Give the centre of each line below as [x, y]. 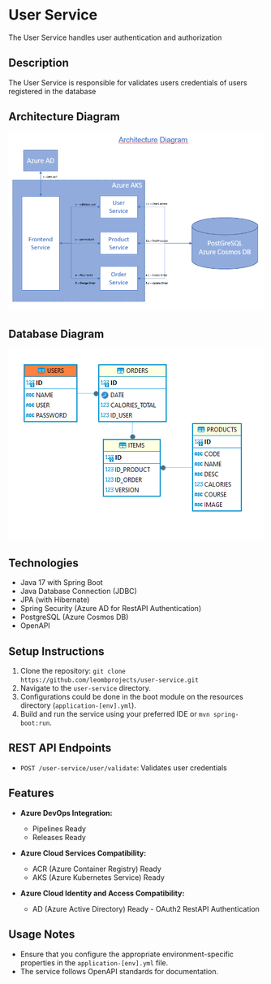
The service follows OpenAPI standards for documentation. [119, 971]
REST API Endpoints [60, 748]
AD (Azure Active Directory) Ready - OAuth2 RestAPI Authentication [146, 908]
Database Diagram [56, 334]
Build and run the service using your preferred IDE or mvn [115, 714]
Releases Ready [59, 837]
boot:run [35, 724]
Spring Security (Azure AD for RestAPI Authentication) [110, 609]
